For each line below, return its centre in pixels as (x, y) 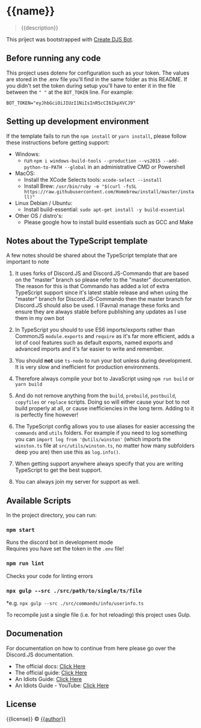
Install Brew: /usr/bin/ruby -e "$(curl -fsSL (80, 186)
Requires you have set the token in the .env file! (65, 549)
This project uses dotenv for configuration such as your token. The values (98, 73)
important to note (28, 262)
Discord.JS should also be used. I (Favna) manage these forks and (97, 306)
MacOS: (25, 173)
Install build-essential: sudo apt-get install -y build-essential (104, 209)
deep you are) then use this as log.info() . (67, 452)
